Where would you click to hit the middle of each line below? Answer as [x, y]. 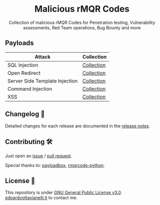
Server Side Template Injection [43, 81]
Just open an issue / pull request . [39, 156]
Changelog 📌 [25, 114]
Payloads [20, 43]
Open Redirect [24, 73]
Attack [43, 57]
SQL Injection [23, 65]
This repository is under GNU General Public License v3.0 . [64, 193]
